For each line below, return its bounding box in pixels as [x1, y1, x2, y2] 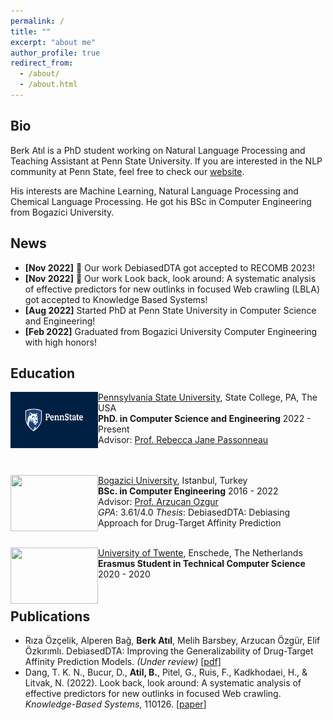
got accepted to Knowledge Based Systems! [24, 293, 208, 305]
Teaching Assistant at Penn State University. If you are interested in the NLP [10, 155, 323, 167]
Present [98, 423, 130, 435]
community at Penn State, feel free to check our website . [10, 165, 245, 177]
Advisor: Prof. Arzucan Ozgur [98, 496, 219, 508]
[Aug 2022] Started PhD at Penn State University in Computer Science [24, 304, 317, 316]
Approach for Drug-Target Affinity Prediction [98, 517, 282, 529]
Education [10, 365, 76, 382]
